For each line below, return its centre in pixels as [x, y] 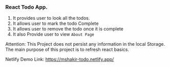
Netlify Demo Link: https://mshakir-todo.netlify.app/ [60, 59]
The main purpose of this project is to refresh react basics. [67, 50]
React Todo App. [26, 7]
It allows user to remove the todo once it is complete [68, 29]
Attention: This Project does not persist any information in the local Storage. [85, 44]
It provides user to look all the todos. [51, 18]
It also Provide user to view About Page [54, 35]
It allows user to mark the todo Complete [56, 23]
